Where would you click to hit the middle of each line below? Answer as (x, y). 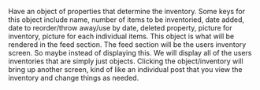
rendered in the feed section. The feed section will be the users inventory (127, 45)
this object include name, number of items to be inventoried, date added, (126, 20)
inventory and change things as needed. (74, 78)
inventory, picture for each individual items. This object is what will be (121, 36)
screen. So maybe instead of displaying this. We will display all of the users (130, 53)
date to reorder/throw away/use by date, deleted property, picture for (120, 28)
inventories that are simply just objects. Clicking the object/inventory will (126, 61)
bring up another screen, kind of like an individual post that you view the (125, 69)
